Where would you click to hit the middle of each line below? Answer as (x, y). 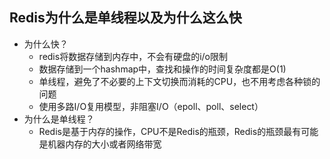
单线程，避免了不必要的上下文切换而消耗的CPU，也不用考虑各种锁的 (179, 81)
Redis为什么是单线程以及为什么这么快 (125, 18)
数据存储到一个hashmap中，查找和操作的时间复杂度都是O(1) (162, 69)
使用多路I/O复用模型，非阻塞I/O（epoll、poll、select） (151, 106)
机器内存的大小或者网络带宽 (104, 144)
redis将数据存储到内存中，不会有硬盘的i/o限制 (133, 56)
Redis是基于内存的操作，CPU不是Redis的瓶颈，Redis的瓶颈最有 (170, 131)
